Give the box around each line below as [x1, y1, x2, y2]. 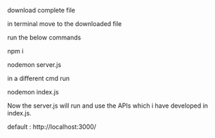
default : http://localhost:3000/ [7, 123, 97, 131]
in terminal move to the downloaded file [7, 20, 122, 27]
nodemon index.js [7, 88, 59, 96]
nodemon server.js [7, 61, 62, 69]
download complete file [7, 6, 76, 14]
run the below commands [7, 33, 82, 42]
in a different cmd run [7, 74, 70, 82]
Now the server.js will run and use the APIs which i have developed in [7, 101, 209, 110]
